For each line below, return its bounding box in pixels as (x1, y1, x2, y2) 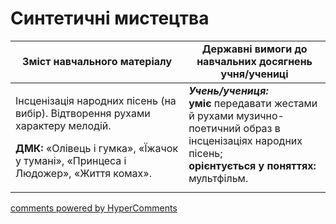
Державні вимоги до (201, 42, 308, 56)
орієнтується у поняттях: (188, 158, 317, 172)
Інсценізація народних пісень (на (15, 93, 177, 107)
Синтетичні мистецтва (10, 7, 210, 30)
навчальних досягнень (196, 54, 313, 68)
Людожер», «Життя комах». (15, 166, 152, 180)
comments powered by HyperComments (10, 202, 178, 214)
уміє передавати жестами (188, 96, 318, 110)
